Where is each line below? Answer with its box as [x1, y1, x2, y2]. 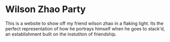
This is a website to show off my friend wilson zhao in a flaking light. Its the [5, 20, 164, 26]
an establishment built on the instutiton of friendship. [5, 31, 117, 37]
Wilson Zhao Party [5, 4, 86, 15]
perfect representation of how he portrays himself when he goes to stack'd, [5, 25, 165, 31]
